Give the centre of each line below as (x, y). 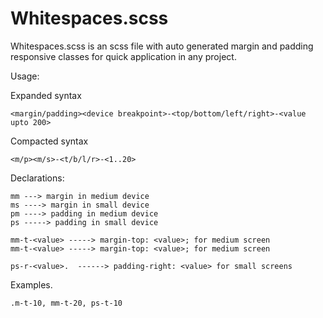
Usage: (25, 76)
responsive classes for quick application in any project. (123, 56)
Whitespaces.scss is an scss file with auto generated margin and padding (162, 46)
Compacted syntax (49, 141)
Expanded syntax (46, 95)
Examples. (31, 284)
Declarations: (37, 178)
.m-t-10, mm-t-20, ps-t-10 (66, 303)
